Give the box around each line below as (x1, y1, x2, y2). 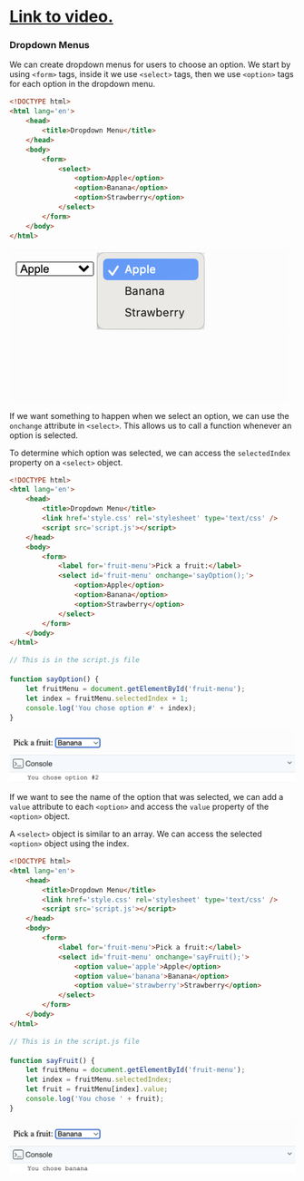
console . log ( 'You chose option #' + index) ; (25, 703, 197, 713)
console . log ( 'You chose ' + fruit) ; (25, 1095, 165, 1104)
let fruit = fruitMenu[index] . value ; (25, 1085, 169, 1094)
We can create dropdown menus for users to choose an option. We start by (9, 59, 291, 70)
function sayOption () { (9, 675, 100, 684)
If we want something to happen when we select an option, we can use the (9, 410, 289, 421)
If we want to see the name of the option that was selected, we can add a (9, 792, 284, 803)
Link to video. (9, 6, 113, 27)
